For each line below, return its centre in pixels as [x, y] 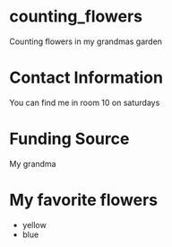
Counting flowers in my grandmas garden [86, 41]
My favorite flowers [84, 200]
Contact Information [86, 78]
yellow [34, 225]
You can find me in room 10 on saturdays [85, 102]
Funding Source [69, 139]
